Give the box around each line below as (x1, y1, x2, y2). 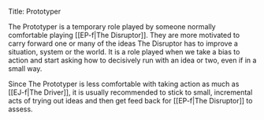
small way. (8, 64, 43, 73)
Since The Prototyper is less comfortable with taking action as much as (8, 79, 240, 88)
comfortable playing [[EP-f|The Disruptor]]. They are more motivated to (8, 31, 240, 39)
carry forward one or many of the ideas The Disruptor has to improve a (8, 39, 239, 48)
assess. (8, 104, 33, 114)
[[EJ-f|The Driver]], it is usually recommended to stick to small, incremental (8, 88, 253, 97)
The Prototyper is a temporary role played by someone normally (8, 22, 216, 31)
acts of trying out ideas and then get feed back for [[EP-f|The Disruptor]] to (8, 96, 253, 105)
